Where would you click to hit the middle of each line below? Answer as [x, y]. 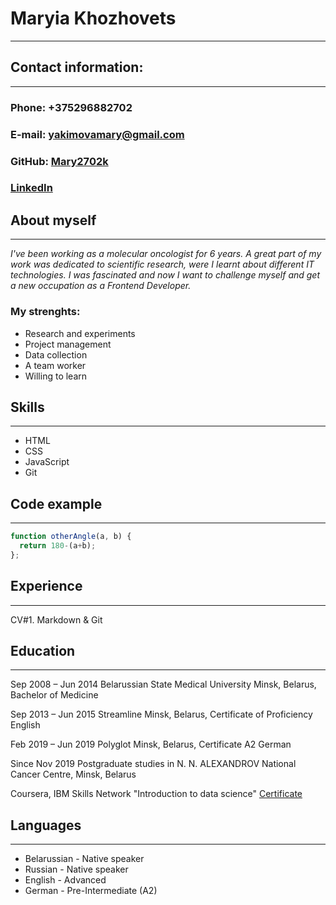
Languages [46, 825]
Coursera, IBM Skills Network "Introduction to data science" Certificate [156, 794]
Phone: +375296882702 [71, 107]
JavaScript [47, 462]
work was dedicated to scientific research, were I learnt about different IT [162, 264]
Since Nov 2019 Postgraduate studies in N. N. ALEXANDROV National [153, 764]
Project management [68, 344]
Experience [46, 586]
